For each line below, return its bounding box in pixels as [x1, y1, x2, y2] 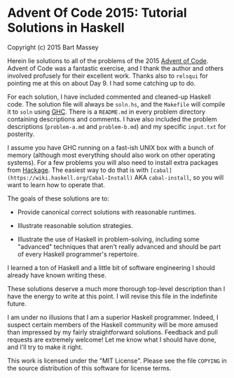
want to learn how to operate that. [7, 180, 105, 189]
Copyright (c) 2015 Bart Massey [7, 43, 99, 51]
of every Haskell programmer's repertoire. [17, 250, 139, 258]
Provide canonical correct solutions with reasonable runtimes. [17, 208, 196, 216]
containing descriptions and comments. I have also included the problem [7, 114, 217, 123]
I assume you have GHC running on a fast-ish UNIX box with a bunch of [7, 143, 214, 151]
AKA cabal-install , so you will [134, 173, 224, 182]
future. [7, 299, 27, 308]
